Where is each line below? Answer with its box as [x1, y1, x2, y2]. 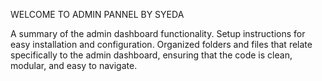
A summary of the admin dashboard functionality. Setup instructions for [10, 28, 306, 39]
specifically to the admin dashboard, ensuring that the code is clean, [10, 49, 293, 61]
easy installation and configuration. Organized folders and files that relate [10, 39, 313, 50]
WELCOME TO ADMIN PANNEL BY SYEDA [10, 9, 185, 20]
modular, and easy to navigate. [10, 60, 138, 71]
